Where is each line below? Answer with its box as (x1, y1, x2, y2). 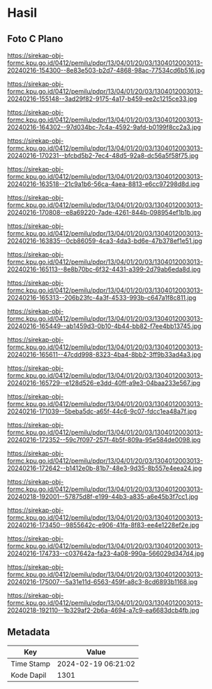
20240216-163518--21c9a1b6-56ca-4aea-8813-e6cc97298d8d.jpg (7, 180, 200, 188)
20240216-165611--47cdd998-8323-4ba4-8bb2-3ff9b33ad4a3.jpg (7, 350, 202, 358)
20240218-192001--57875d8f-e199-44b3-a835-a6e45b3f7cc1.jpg (7, 492, 199, 501)
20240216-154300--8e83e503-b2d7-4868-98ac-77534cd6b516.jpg (7, 66, 206, 74)
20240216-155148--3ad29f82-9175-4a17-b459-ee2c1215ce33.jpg (7, 94, 197, 103)
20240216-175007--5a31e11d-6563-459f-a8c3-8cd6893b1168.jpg (7, 578, 198, 585)
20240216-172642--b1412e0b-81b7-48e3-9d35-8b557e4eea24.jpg (7, 464, 202, 472)
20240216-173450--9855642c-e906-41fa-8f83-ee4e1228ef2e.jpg (7, 521, 199, 529)
